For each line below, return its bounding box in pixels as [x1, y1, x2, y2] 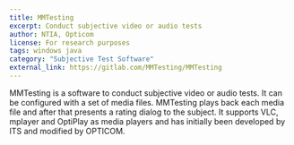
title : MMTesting [9, 13, 74, 22]
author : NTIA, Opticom [9, 30, 94, 38]
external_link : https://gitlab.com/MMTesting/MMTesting [9, 64, 222, 72]
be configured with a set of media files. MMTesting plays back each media [9, 97, 285, 107]
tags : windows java [9, 47, 82, 55]
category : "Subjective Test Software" [9, 55, 154, 64]
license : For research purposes [9, 38, 130, 47]
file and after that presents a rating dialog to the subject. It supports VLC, [9, 107, 279, 117]
